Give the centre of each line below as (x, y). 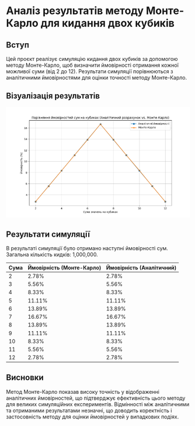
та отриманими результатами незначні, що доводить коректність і (89, 410)
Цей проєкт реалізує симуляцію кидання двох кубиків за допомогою (92, 59)
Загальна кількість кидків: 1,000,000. (52, 255)
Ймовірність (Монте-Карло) (65, 267)
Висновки (25, 378)
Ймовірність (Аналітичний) (141, 267)
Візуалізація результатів (53, 96)
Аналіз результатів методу (75, 11)
